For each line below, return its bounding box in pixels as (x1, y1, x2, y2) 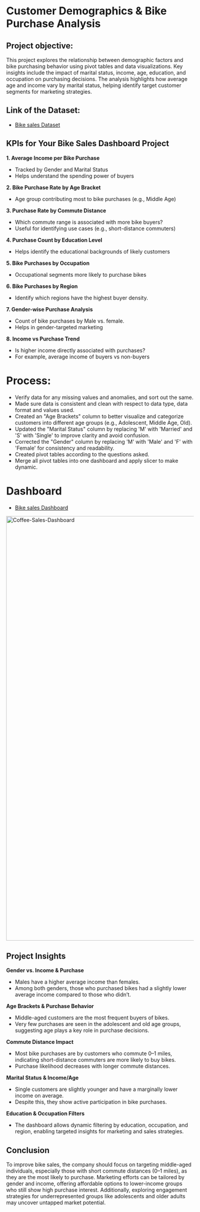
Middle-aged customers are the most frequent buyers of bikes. (14, 1014, 170, 1021)
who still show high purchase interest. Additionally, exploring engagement (6, 1186, 187, 1194)
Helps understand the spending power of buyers (14, 172, 135, 180)
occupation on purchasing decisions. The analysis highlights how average (6, 76, 187, 82)
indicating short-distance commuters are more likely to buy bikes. (14, 1056, 176, 1063)
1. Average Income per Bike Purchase (6, 154, 100, 162)
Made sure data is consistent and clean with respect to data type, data (14, 400, 188, 407)
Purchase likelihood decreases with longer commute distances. (14, 1063, 171, 1070)
